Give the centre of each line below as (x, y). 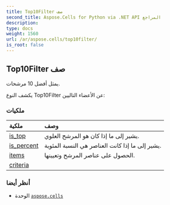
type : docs (20, 28)
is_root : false (25, 45)
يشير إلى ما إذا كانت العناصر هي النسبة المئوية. (103, 145)
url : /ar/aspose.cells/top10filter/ (52, 39)
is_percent (24, 145)
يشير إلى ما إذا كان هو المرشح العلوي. (92, 136)
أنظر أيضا (18, 182)
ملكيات (16, 110)
